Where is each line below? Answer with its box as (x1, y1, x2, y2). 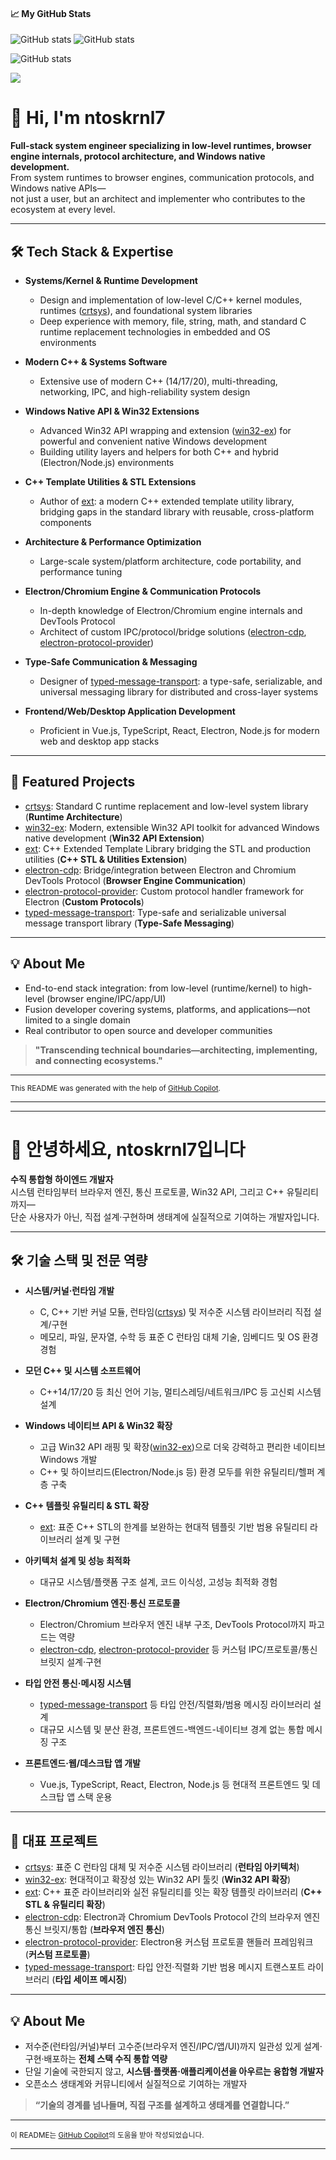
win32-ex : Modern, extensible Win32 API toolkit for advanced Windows (24, 821, 320, 833)
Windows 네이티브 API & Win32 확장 (24, 1420, 173, 1432)
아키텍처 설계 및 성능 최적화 (24, 1555, 131, 1567)
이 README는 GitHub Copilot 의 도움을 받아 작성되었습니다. (10, 2130, 205, 2140)
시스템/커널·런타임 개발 (24, 1285, 115, 1297)
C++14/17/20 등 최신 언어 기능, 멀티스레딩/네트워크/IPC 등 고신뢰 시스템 (39, 1386, 322, 1398)
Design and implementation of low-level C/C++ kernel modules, (39, 294, 303, 306)
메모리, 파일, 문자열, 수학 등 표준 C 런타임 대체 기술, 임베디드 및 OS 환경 (39, 1331, 319, 1343)
